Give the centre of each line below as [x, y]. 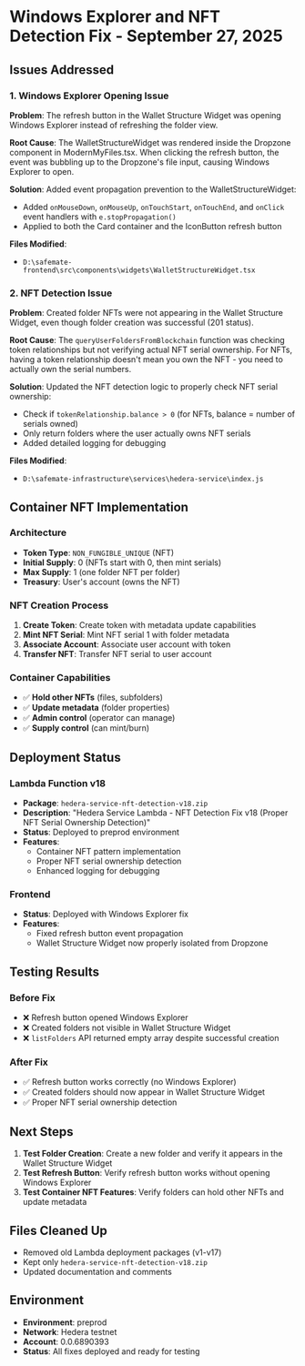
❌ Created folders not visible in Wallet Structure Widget [127, 1028]
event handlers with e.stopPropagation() [100, 217]
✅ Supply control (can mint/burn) [86, 728]
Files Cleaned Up [58, 1230]
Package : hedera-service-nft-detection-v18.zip [115, 804]
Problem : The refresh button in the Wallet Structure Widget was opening [146, 115]
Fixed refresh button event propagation [110, 934]
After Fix [29, 1062]
